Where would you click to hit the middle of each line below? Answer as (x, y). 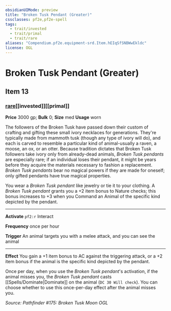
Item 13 (17, 92)
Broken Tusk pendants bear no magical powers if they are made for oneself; (85, 170)
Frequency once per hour (32, 226)
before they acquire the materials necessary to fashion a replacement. (79, 165)
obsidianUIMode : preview (32, 10)
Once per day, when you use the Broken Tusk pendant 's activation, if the (82, 271)
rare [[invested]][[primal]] (37, 106)
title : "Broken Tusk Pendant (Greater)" (49, 15)
